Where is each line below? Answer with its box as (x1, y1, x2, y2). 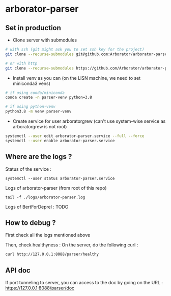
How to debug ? (5, 218, 56, 227)
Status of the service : (5, 166, 52, 172)
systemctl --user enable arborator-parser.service (5, 138, 115, 143)
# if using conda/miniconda (5, 90, 65, 95)
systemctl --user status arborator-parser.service (5, 176, 115, 181)
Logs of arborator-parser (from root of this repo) (5, 185, 107, 191)
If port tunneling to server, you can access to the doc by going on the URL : (5, 280, 163, 286)
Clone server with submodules (12, 37, 77, 43)
